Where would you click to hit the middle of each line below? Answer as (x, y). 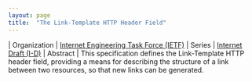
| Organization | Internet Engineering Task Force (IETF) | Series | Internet (125, 45)
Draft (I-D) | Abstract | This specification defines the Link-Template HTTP (126, 53)
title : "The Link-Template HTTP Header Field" (88, 23)
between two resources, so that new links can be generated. (106, 70)
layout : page (29, 15)
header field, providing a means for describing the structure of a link (119, 61)
